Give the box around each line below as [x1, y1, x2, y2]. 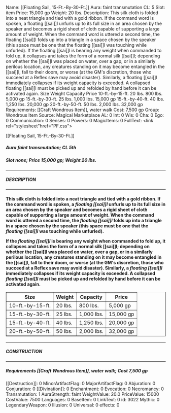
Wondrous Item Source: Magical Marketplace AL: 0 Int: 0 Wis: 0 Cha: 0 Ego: [6, 112, 164, 118]
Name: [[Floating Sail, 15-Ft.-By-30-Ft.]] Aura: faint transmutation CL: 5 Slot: [6, 5, 165, 10]
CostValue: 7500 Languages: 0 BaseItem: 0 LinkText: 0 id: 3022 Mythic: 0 [6, 397, 160, 403]
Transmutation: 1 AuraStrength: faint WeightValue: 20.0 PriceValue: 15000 [6, 391, 159, 397]
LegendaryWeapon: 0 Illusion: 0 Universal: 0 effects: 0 [6, 402, 120, 408]
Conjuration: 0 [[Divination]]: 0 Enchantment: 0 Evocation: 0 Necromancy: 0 [6, 386, 164, 392]
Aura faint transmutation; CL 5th [6, 144, 77, 150]
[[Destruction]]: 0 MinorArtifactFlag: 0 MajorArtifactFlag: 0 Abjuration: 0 [6, 381, 156, 387]
